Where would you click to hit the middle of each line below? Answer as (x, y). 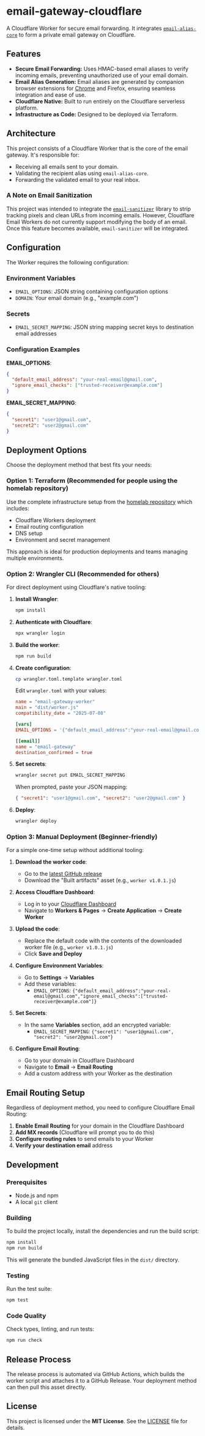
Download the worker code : (51, 862)
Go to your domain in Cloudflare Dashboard (79, 1061)
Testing (18, 1276)
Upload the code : (37, 929)
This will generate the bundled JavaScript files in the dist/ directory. (93, 1260)
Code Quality (26, 1316)
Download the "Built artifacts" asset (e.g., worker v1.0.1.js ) (100, 880)
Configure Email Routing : (48, 1049)
